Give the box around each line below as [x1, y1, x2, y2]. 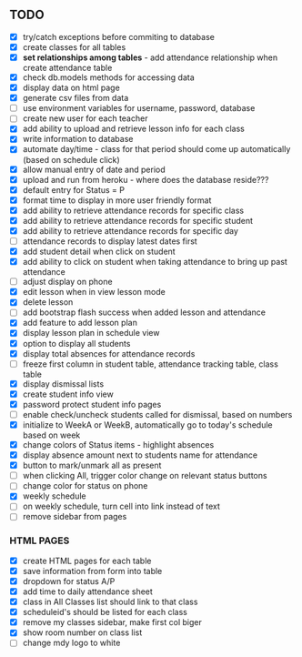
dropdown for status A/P [22, 575, 116, 586]
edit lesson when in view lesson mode [22, 287, 166, 298]
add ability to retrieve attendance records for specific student [22, 215, 253, 226]
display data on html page [22, 82, 120, 94]
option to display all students [22, 338, 131, 349]
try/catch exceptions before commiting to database [22, 31, 216, 42]
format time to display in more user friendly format [22, 195, 212, 206]
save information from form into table [22, 565, 163, 576]
